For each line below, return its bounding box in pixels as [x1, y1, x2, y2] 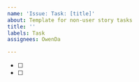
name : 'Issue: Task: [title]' [7, 10, 96, 17]
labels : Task [7, 29, 45, 37]
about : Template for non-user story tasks [7, 17, 133, 24]
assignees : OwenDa [7, 36, 61, 43]
